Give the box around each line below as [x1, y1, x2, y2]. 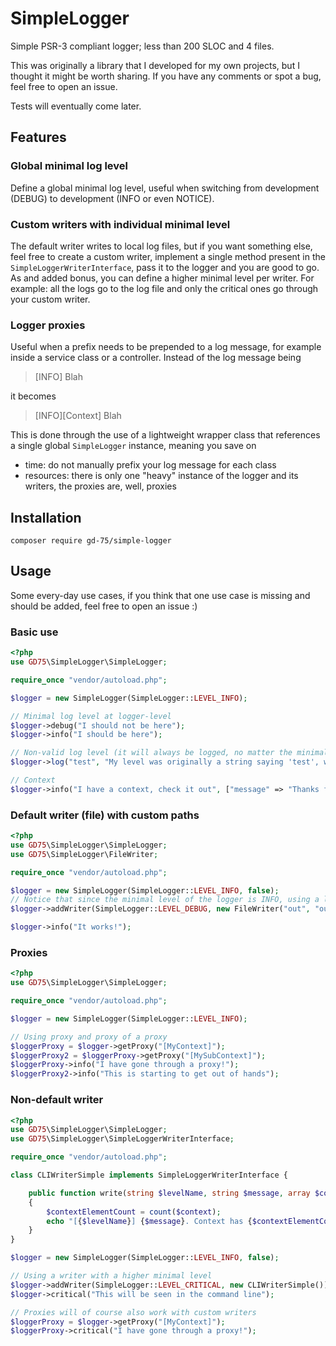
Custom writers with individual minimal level [10, 217, 231, 231]
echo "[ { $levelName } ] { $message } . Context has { [46, 1216, 253, 1226]
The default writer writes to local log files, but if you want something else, [10, 240, 313, 252]
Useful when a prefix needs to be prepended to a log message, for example [10, 341, 322, 353]
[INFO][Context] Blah [34, 410, 122, 422]
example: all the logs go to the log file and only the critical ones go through [10, 282, 319, 294]
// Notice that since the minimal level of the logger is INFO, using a [10, 895, 320, 905]
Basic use [10, 625, 59, 639]
